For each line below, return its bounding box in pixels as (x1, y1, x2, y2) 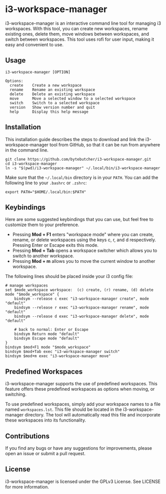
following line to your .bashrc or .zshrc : (5, 180, 87, 186)
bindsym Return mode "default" (14, 331, 80, 337)
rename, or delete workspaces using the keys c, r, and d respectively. (12, 237, 156, 243)
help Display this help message (10, 109, 89, 114)
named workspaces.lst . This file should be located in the (5, 406, 122, 412)
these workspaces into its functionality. (5, 417, 86, 424)
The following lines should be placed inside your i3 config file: (5, 273, 133, 279)
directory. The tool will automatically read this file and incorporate (25, 412, 160, 418)
